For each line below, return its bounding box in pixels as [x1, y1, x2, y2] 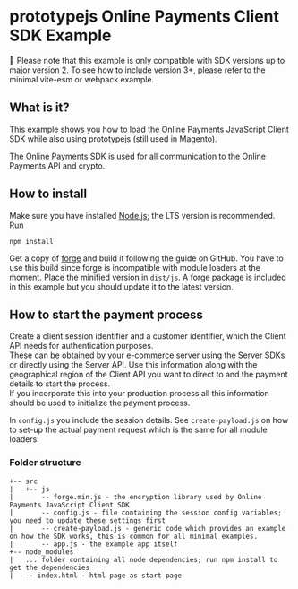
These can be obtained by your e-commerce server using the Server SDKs [9, 350, 285, 360]
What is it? [9, 100, 70, 116]
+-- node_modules [9, 547, 74, 557]
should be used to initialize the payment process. [9, 397, 191, 409]
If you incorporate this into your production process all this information [9, 388, 270, 399]
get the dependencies [9, 563, 90, 572]
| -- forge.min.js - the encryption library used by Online [9, 492, 262, 501]
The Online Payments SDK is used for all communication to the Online [9, 151, 267, 161]
